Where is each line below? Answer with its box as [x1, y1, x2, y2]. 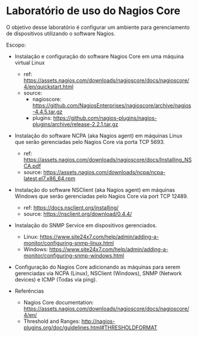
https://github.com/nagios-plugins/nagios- [53, 114, 157, 122]
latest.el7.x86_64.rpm [23, 175, 76, 182]
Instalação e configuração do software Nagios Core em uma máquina [14, 53, 184, 60]
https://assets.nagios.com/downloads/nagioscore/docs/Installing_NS [23, 156, 192, 163]
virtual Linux [14, 59, 46, 66]
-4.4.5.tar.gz [32, 108, 63, 115]
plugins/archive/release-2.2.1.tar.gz [32, 120, 118, 127]
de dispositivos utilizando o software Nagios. [6, 30, 116, 37]
